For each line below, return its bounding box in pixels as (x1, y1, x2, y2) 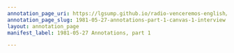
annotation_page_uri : (7, 10, 70, 17)
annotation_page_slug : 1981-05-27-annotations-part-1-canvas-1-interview (7, 17, 226, 23)
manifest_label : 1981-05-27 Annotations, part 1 (7, 29, 151, 36)
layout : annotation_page (7, 23, 79, 30)
